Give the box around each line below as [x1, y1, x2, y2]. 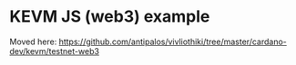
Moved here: [9, 36, 57, 47]
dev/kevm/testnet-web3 [9, 45, 100, 56]
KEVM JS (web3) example [9, 6, 210, 27]
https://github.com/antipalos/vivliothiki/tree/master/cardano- [58, 36, 287, 47]
